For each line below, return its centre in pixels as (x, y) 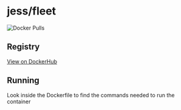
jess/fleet (32, 11)
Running (23, 81)
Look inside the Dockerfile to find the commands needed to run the (91, 95)
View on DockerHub (32, 61)
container (19, 102)
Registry (23, 47)
